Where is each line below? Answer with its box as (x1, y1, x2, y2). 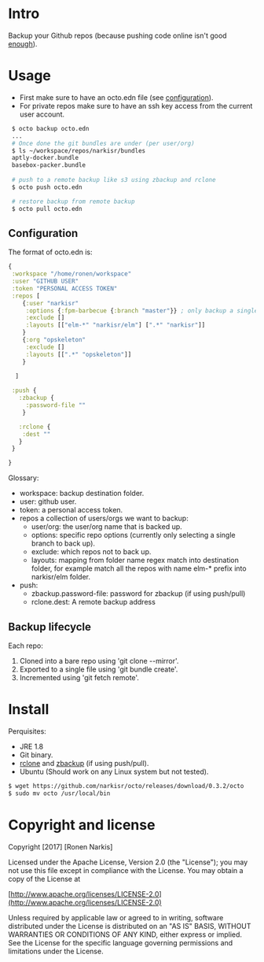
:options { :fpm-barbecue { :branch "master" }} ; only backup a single (25, 306, 258, 315)
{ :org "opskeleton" (22, 336, 86, 344)
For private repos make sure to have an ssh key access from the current (19, 101, 253, 110)
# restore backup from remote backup (11, 198, 135, 205)
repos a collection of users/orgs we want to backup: (19, 513, 189, 524)
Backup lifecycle (8, 620, 92, 634)
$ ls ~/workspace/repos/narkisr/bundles (11, 146, 146, 154)
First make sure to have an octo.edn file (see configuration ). (19, 92, 214, 102)
